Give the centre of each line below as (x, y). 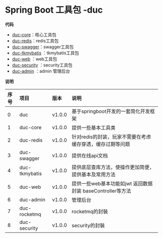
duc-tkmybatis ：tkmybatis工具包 (45, 53)
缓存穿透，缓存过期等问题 (101, 144)
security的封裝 (88, 225)
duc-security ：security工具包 (42, 65)
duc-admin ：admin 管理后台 (41, 71)
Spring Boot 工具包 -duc (54, 10)
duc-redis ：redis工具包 (35, 41)
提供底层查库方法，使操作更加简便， (113, 167)
